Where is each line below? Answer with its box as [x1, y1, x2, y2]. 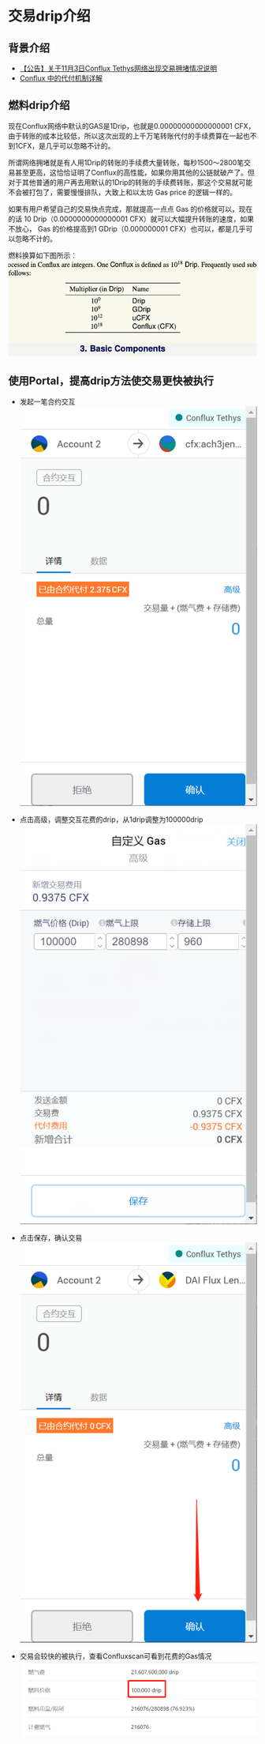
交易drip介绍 [8, 7, 91, 25]
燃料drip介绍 [8, 99, 70, 112]
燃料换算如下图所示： [8, 250, 77, 260]
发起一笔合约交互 [19, 397, 76, 406]
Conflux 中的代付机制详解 [19, 73, 103, 83]
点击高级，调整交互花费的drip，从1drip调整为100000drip [19, 815, 203, 824]
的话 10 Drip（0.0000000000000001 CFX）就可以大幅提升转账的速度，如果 [8, 214, 255, 224]
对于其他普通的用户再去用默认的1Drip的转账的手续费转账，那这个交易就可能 [8, 177, 253, 186]
